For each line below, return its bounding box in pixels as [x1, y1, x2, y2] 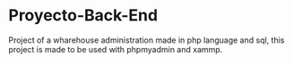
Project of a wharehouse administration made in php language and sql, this [8, 35, 285, 45]
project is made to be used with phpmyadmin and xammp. [8, 43, 223, 54]
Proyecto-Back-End [8, 5, 159, 26]
